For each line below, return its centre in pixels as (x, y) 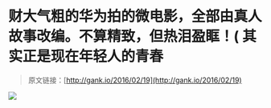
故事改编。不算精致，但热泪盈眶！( (124, 36)
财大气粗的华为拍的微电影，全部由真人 (135, 16)
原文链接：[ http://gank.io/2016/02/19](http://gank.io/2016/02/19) (135, 80)
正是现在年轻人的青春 (93, 56)
